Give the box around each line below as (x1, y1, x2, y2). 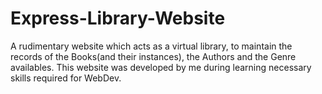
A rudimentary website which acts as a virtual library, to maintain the (10, 40, 293, 52)
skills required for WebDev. (10, 72, 122, 84)
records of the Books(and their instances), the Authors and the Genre (10, 50, 297, 62)
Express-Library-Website (10, 7, 226, 30)
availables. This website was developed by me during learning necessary (10, 61, 312, 73)
